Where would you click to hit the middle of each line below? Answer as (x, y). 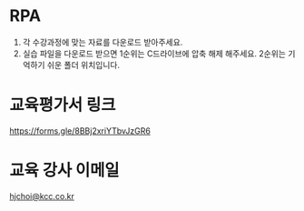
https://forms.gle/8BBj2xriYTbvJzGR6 (80, 131)
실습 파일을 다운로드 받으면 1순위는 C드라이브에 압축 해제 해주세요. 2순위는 (154, 53)
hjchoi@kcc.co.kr (42, 196)
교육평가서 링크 (63, 105)
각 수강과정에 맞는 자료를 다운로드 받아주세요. (103, 42)
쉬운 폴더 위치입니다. (83, 65)
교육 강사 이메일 (64, 171)
